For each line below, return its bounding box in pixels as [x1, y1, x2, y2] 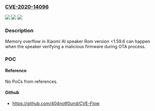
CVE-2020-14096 [5, 3, 49, 10]
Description [5, 27, 34, 34]
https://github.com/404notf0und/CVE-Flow [12, 100, 100, 106]
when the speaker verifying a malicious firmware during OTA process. [5, 43, 146, 49]
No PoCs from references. [5, 78, 58, 84]
